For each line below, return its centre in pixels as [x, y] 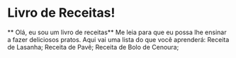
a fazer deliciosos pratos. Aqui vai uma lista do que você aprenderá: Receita [118, 39]
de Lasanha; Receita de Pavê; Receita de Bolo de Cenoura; [93, 47]
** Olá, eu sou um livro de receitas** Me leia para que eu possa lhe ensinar [117, 32]
